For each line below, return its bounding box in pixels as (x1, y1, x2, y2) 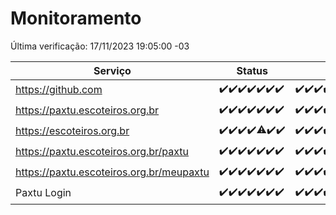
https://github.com (15, 83, 103, 97)
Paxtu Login (15, 186, 72, 200)
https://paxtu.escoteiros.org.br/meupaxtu (15, 165, 210, 179)
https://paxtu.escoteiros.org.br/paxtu (15, 145, 190, 159)
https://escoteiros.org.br (15, 124, 130, 138)
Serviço (93, 63, 132, 77)
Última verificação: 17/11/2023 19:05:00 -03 (10, 40, 190, 52)
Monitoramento (10, 7, 142, 30)
